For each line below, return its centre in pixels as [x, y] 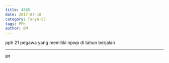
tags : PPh [16, 24]
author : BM [17, 28]
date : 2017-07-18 [23, 14]
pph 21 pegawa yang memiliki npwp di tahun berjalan [60, 42]
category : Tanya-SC [26, 19]
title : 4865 [18, 10]
